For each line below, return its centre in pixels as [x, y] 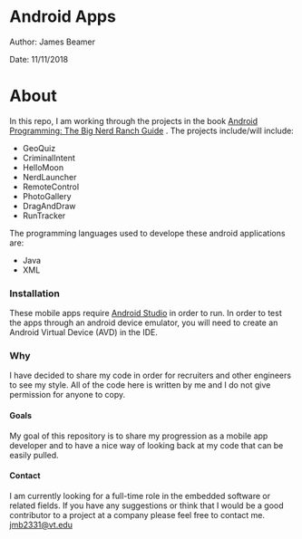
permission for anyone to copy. [68, 395]
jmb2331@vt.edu [41, 525]
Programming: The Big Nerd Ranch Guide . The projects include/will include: [152, 130]
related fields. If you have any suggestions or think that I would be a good [146, 505]
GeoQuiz [39, 148]
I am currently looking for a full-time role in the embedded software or [140, 496]
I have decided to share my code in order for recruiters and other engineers [151, 375]
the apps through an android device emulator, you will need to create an [144, 322]
